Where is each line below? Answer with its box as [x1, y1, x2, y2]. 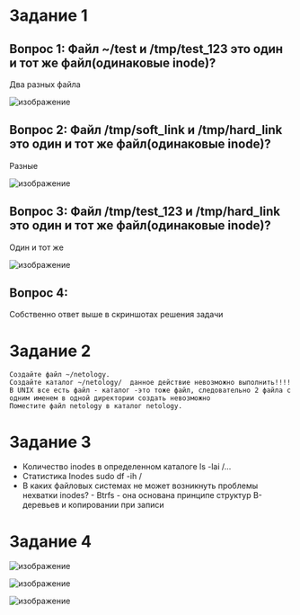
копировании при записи [68, 500, 164, 511]
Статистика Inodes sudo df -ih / [22, 471, 142, 482]
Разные [9, 160, 39, 171]
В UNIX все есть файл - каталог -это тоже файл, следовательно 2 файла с [9, 386, 292, 396]
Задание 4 [9, 531, 93, 551]
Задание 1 [9, 5, 88, 26]
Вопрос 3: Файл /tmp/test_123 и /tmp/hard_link [9, 204, 281, 219]
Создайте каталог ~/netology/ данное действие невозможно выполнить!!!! [9, 379, 292, 388]
